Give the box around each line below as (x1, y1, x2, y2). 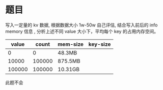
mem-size (58, 41, 84, 48)
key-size (88, 41, 111, 48)
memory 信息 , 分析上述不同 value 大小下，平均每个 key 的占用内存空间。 (5, 28, 159, 34)
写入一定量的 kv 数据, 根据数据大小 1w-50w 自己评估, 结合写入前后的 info (5, 22, 158, 28)
